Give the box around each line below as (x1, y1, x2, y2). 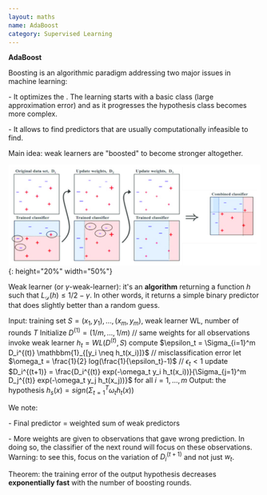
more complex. (8, 109, 58, 119)
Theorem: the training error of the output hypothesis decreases (8, 469, 217, 479)
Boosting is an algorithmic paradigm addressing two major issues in (8, 68, 232, 78)
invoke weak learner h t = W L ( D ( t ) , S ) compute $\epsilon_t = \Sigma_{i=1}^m (8, 336, 256, 349)
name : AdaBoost (8, 21, 59, 30)
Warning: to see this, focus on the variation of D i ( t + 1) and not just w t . (8, 450, 234, 464)
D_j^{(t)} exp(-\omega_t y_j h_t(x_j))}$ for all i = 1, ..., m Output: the (8, 376, 226, 385)
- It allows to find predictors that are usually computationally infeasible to (8, 125, 249, 134)
